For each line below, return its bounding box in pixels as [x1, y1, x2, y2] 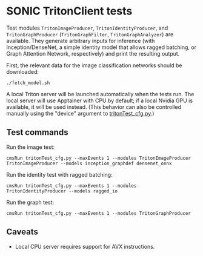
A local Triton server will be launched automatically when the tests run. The [6, 90, 195, 97]
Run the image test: [6, 143, 55, 151]
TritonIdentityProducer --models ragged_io [6, 188, 118, 194]
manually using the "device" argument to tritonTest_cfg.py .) [6, 110, 155, 117]
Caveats [6, 227, 38, 237]
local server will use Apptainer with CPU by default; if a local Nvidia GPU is [6, 97, 193, 104]
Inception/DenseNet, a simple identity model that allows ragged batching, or [6, 44, 197, 51]
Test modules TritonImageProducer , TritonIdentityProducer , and [6, 24, 168, 31]
